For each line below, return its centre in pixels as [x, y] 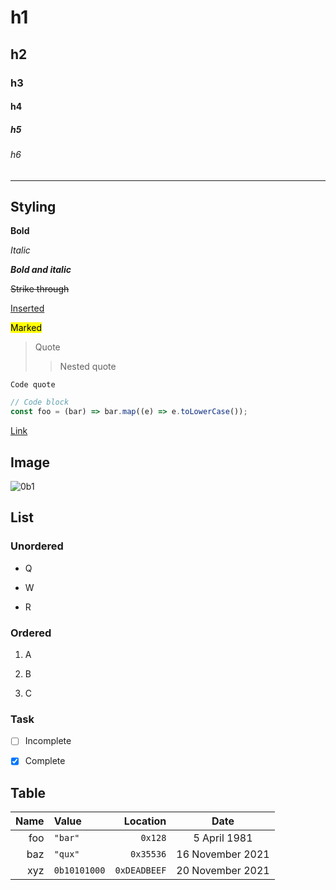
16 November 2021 [223, 854]
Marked [26, 328]
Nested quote [88, 367]
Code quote [33, 385]
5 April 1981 [223, 838]
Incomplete [48, 741]
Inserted [27, 308]
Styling [33, 207]
